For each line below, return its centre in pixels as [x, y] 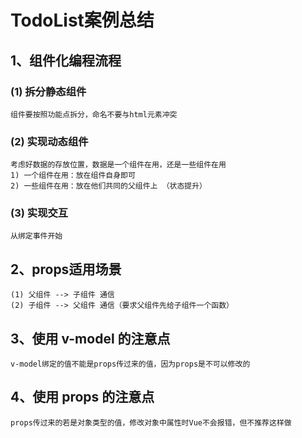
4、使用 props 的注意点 [82, 397]
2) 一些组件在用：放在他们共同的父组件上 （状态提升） [109, 186]
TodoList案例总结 [82, 20]
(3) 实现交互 [39, 213]
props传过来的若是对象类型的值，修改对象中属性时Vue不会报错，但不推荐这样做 [151, 422]
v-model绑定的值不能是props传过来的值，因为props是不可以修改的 [130, 364]
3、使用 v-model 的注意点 [90, 338]
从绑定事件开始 [36, 236]
